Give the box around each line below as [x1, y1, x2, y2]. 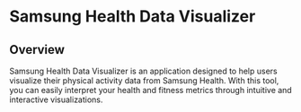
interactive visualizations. [9, 94, 103, 105]
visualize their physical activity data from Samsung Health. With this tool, [9, 75, 279, 86]
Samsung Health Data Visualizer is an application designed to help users [9, 65, 278, 76]
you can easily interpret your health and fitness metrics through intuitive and [9, 85, 292, 95]
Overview [9, 42, 66, 57]
